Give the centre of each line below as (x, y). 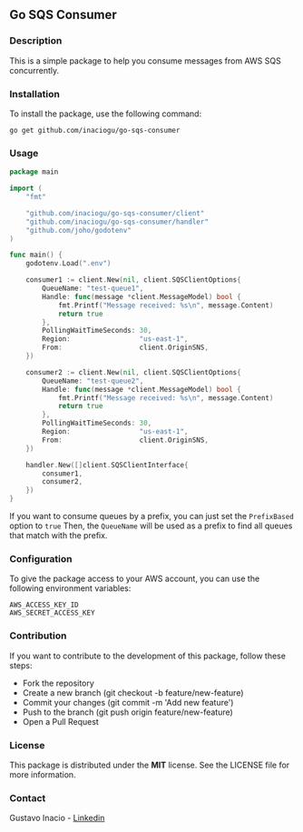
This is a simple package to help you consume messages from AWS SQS (145, 60)
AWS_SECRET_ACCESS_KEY (52, 613)
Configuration (41, 558)
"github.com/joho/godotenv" (78, 230)
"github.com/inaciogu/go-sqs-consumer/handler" (117, 222)
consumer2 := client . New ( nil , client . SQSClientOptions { (134, 372)
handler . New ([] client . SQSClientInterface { (107, 465)
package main (34, 172)
